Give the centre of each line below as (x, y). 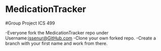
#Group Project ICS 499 (30, 23)
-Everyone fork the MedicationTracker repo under (57, 32)
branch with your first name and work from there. (56, 43)
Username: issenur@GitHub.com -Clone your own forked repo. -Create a (81, 38)
